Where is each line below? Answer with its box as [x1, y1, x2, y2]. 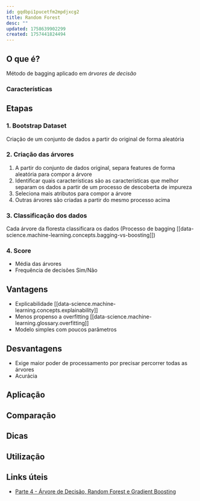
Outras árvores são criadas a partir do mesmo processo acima [14, 196, 170, 203]
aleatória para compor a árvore [14, 170, 92, 178]
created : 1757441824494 [6, 31, 66, 37]
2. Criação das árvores [6, 150, 74, 159]
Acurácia [14, 372, 38, 380]
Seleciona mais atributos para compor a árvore [14, 190, 132, 197]
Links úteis [6, 472, 48, 482]
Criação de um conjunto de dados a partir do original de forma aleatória [6, 135, 185, 143]
